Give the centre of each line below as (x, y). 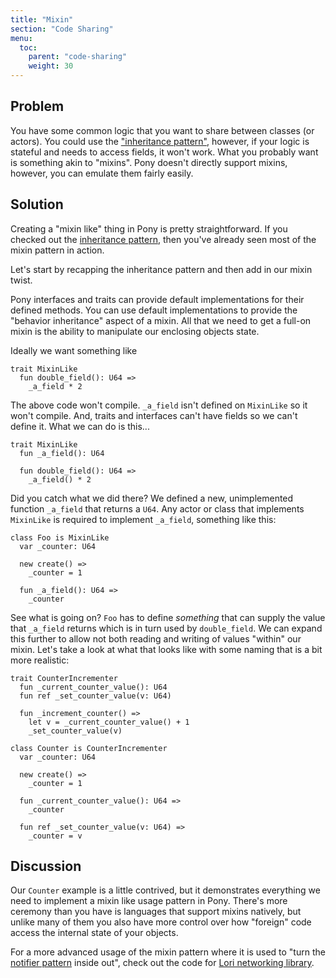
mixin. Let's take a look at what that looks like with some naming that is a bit (166, 649)
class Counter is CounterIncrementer (89, 748)
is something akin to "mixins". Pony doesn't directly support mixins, (149, 162)
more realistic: (40, 660)
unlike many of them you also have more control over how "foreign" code (161, 922)
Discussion (46, 866)
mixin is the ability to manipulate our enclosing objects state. (135, 331)
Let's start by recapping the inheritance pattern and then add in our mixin (161, 269)
